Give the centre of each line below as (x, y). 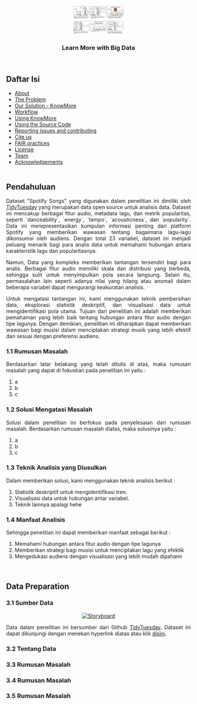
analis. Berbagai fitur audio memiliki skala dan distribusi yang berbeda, (98, 268)
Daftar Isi (23, 79)
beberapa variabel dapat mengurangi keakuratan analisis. (76, 287)
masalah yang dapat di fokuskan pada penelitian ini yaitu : (76, 371)
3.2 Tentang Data (31, 649)
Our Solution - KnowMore (45, 106)
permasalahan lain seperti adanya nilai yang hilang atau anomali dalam (98, 281)
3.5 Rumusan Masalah (38, 696)
